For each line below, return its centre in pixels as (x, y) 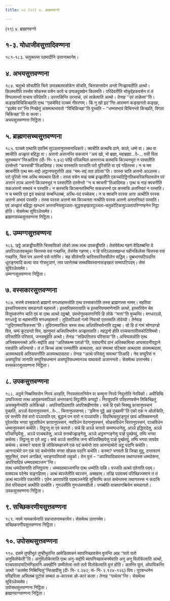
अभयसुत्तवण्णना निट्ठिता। (25, 120)
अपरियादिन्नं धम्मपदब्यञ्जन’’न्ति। (31, 462)
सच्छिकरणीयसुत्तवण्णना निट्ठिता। (31, 525)
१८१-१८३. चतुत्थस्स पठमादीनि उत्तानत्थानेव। (42, 57)
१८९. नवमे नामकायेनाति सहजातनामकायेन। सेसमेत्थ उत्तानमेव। (56, 519)
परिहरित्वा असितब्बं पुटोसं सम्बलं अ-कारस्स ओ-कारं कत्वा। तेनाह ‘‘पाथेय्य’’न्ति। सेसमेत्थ (75, 576)
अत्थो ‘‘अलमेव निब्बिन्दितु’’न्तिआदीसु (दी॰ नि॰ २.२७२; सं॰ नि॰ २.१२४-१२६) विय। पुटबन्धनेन (79, 571)
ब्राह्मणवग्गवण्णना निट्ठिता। (25, 593)
